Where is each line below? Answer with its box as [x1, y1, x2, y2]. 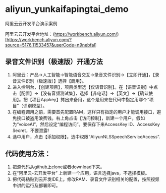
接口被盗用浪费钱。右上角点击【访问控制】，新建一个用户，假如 [16, 115, 145, 121]
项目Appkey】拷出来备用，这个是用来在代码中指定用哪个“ [32, 96, 150, 102]
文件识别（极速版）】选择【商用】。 [16, 78, 87, 84]
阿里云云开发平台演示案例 [5, 20, 57, 26]
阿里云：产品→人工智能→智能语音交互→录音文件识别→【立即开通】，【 [12, 71, 155, 77]
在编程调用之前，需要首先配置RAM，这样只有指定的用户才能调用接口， [12, 109, 157, 115]
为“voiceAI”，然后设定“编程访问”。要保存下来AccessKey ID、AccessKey [12, 121, 160, 127]
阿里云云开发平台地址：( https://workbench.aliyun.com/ [5, 31, 117, 37]
